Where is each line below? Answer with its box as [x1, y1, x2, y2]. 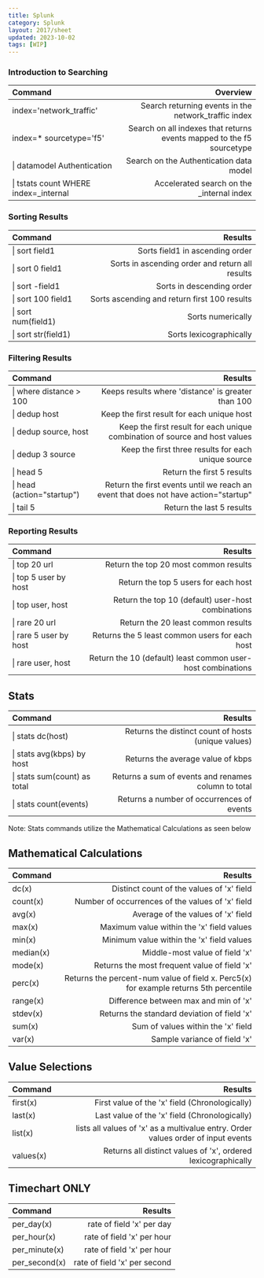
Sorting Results [8, 212, 68, 223]
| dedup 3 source [12, 449, 76, 460]
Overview [214, 87, 252, 98]
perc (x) [12, 977, 40, 988]
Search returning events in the [140, 100, 252, 111]
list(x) [12, 1127, 34, 1138]
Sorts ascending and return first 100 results [90, 293, 252, 304]
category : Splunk [8, 19, 65, 27]
